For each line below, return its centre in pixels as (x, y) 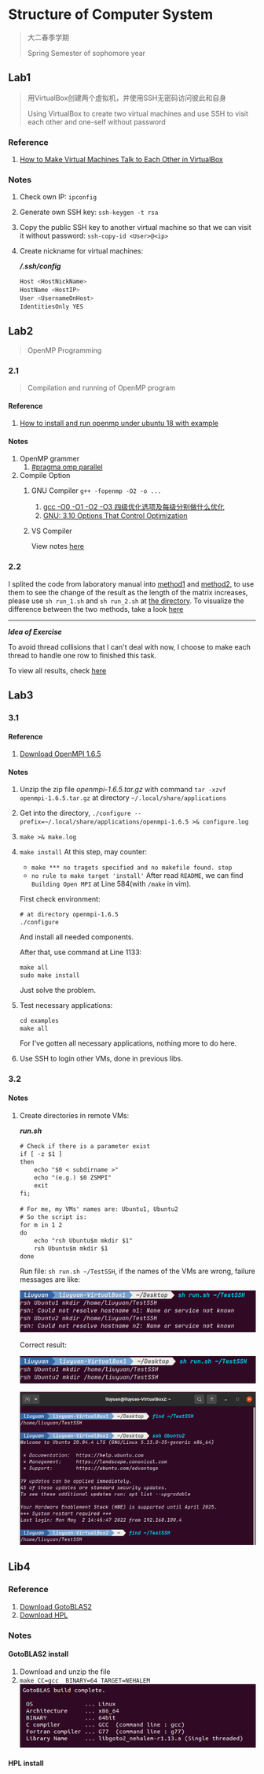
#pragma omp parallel (67, 467)
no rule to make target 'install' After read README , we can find (137, 876)
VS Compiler (51, 531)
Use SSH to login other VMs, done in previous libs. (101, 1059)
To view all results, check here (57, 670)
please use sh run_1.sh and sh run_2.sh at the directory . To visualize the (126, 601)
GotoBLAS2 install (38, 1654)
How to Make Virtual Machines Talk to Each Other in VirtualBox (121, 160)
